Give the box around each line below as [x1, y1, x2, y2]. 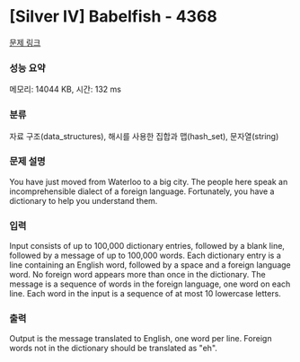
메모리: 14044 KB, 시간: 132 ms [9, 84, 121, 95]
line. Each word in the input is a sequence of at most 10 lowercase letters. [9, 288, 281, 299]
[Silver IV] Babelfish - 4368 [9, 6, 217, 27]
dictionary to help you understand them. [9, 195, 158, 206]
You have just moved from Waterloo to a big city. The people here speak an [9, 176, 288, 187]
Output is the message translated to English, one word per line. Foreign [9, 333, 272, 344]
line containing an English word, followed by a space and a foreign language [9, 260, 291, 270]
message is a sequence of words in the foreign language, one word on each [9, 278, 291, 289]
